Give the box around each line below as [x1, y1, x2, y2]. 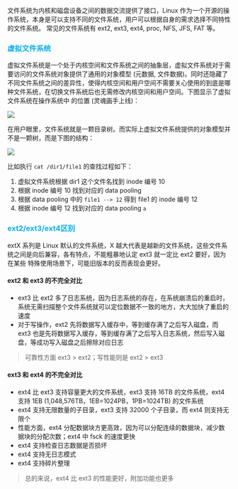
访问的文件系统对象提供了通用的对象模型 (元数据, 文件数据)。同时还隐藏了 [13, 70, 229, 78]
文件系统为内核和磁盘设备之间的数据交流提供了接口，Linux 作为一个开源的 [7, 6, 224, 14]
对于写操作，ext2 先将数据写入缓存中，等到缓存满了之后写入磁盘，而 [17, 320, 219, 328]
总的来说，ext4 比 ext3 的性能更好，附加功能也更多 [24, 474, 174, 482]
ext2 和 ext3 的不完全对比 [7, 276, 83, 285]
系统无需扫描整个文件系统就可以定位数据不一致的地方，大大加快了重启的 [17, 302, 229, 311]
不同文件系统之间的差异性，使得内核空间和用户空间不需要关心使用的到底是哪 [7, 79, 231, 87]
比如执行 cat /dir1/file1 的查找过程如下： [7, 162, 133, 171]
